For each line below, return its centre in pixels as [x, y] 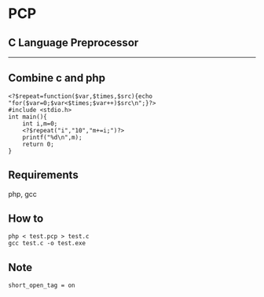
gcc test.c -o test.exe [47, 244]
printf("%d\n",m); [52, 137]
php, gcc [22, 194]
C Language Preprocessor [73, 43]
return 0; [38, 144]
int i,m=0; [40, 123]
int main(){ [27, 117]
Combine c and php [57, 78]
